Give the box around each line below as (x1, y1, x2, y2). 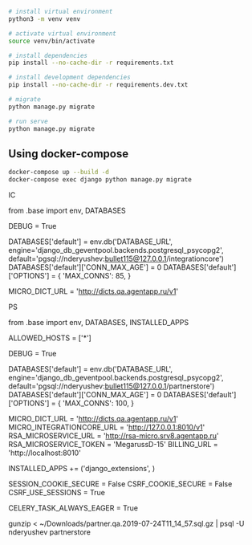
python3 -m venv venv (8, 14, 81, 23)
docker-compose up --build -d (8, 169, 110, 177)
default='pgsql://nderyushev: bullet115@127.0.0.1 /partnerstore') (8, 381, 215, 391)
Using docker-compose (8, 147, 129, 161)
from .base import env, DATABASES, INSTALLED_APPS (8, 318, 189, 327)
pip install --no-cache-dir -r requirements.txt (8, 59, 174, 67)
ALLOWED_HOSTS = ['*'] (8, 333, 92, 343)
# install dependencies (8, 51, 88, 59)
